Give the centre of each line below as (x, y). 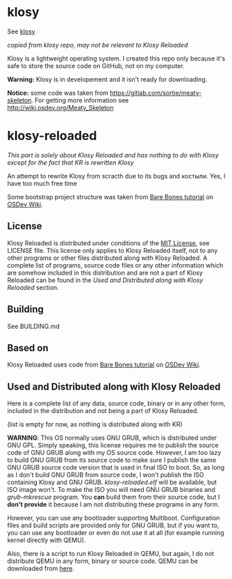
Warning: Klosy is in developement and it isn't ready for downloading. (107, 79)
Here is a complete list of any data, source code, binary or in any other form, (116, 403)
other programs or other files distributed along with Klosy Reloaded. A (107, 258)
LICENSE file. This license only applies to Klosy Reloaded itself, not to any (113, 250)
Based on (28, 348)
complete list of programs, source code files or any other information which (115, 265)
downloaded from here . (41, 569)
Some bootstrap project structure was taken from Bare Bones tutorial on (110, 196)
